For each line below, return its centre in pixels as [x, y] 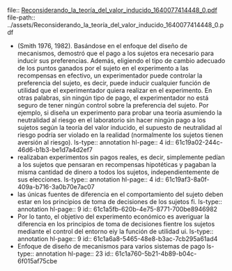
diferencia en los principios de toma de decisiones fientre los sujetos [116, 224]
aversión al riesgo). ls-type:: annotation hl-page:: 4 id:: [95, 142]
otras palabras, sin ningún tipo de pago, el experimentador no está [113, 98]
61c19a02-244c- [199, 142]
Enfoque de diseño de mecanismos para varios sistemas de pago [111, 246]
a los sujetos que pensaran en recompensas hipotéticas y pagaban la [117, 164]
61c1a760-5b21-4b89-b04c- [156, 254]
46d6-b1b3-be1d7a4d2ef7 [55, 150]
